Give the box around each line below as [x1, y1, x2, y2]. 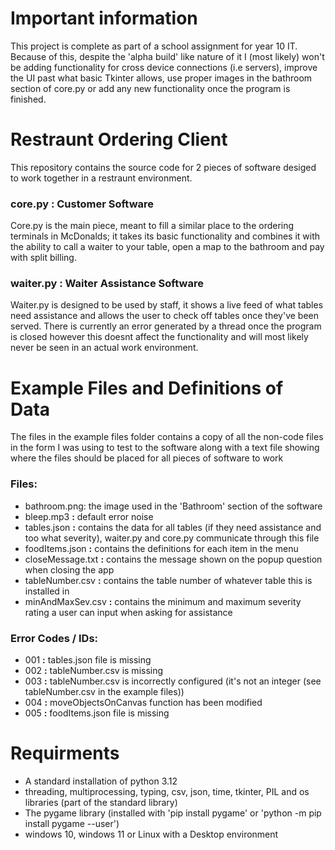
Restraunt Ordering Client [10, 128, 228, 151]
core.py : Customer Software [10, 197, 155, 211]
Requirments [10, 742, 120, 765]
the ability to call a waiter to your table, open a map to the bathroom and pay [10, 241, 325, 253]
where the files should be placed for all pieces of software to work [10, 452, 284, 464]
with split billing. [10, 252, 77, 264]
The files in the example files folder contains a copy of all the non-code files [10, 431, 324, 443]
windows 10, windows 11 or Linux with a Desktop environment [24, 828, 279, 840]
